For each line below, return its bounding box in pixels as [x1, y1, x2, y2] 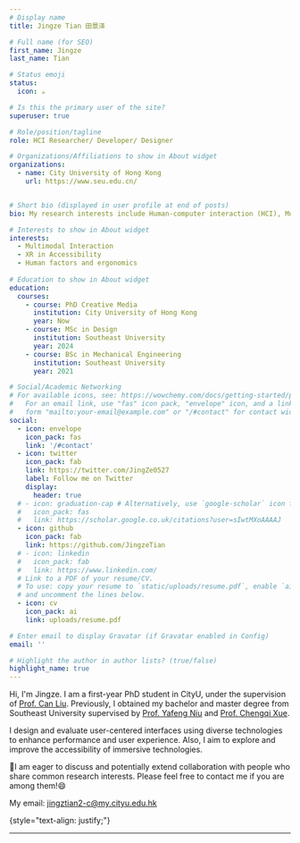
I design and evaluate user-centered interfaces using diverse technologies [9, 725, 283, 736]
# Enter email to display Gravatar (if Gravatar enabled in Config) [9, 631, 270, 640]
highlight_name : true [9, 664, 90, 673]
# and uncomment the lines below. [17, 591, 146, 600]
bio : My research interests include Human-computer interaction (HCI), [9, 209, 281, 218]
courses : [17, 291, 50, 300]
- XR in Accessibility [17, 250, 102, 259]
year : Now [32, 316, 70, 326]
